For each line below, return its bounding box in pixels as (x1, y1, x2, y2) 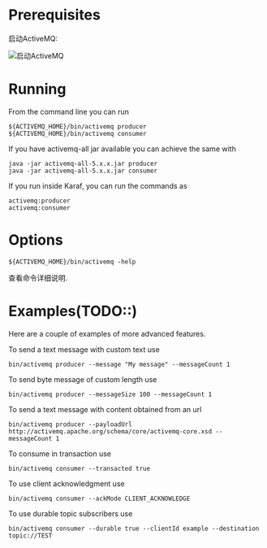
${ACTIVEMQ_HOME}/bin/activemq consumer (8, 129, 148, 137)
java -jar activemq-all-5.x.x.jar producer (8, 159, 158, 167)
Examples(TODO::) (8, 302, 138, 320)
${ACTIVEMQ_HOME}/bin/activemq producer (8, 122, 148, 131)
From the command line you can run (8, 107, 130, 116)
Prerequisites (8, 6, 101, 24)
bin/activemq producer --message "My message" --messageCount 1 (8, 360, 230, 368)
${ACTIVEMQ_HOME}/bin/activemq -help (8, 258, 136, 266)
